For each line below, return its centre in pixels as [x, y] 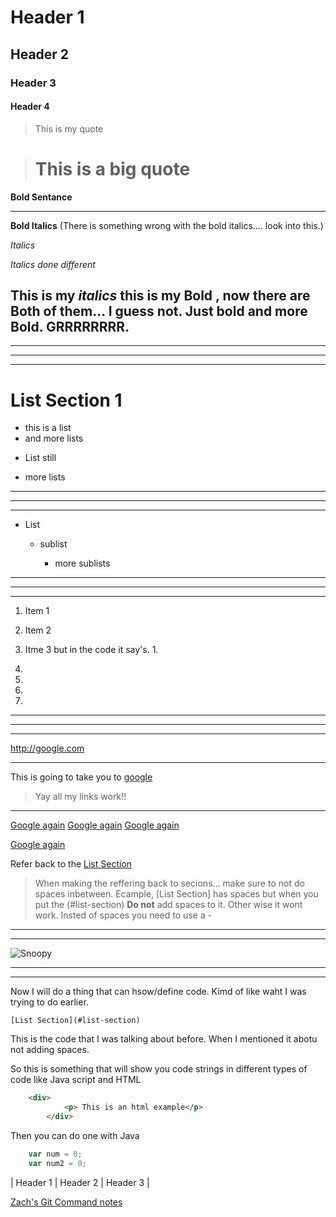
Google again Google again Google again [95, 825]
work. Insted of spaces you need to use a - [123, 915]
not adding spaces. [50, 1050]
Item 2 [38, 630]
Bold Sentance [41, 197]
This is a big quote [112, 168]
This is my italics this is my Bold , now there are [160, 296]
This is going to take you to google [81, 777]
